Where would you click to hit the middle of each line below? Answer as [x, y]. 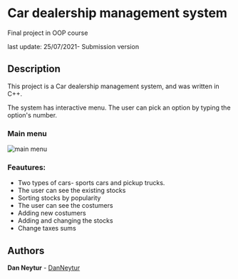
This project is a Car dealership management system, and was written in [113, 86]
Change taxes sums [47, 228]
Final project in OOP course [48, 33]
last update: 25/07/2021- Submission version [73, 46]
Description [34, 69]
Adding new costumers [52, 213]
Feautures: [27, 167]
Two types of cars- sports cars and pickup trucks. [91, 183]
